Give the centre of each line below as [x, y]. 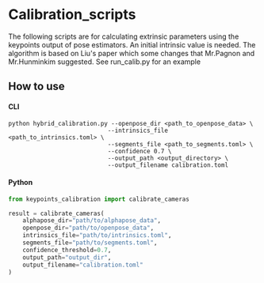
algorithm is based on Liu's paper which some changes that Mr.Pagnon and [132, 53]
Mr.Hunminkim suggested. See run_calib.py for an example [104, 62]
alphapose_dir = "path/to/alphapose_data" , [92, 221]
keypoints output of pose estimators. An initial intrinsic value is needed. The [132, 44]
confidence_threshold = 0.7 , [67, 250]
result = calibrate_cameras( [56, 213]
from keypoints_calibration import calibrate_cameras [99, 199]
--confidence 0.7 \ [140, 151]
